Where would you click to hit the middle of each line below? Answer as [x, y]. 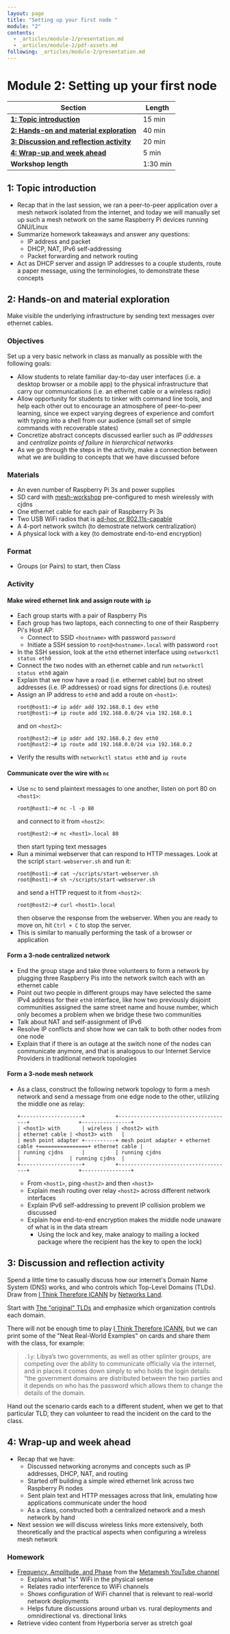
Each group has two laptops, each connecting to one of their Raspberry [118, 623]
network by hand [51, 1517]
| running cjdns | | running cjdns [89, 1153]
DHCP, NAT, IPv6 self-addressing [74, 249]
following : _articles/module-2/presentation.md [76, 52]
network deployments [58, 1601]
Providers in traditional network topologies [77, 1058]
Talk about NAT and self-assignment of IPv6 [79, 1022]
